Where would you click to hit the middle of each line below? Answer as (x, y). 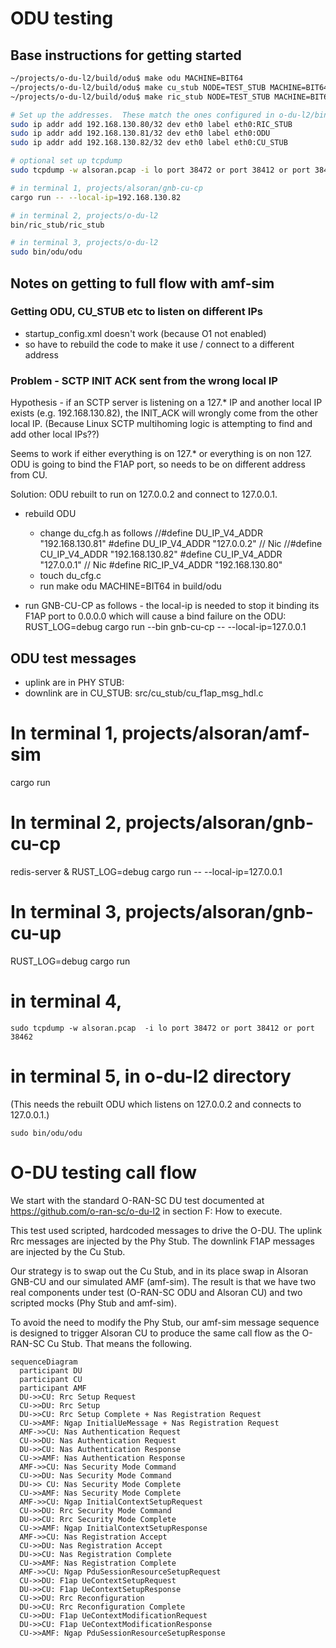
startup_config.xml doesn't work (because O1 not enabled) (145, 333)
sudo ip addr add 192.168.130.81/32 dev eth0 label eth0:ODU (140, 133)
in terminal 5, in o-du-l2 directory (151, 1076)
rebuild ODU (50, 514)
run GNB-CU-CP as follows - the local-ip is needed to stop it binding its (172, 606)
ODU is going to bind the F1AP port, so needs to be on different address (158, 464)
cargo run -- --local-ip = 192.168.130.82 (96, 197)
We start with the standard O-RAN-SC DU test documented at (137, 1200)
